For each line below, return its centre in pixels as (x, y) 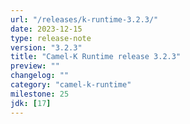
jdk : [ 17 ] (31, 103)
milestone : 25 (40, 94)
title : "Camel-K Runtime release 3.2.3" (96, 57)
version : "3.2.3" (46, 47)
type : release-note (51, 38)
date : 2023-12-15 (46, 29)
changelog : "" (40, 76)
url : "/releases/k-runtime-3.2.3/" (84, 19)
